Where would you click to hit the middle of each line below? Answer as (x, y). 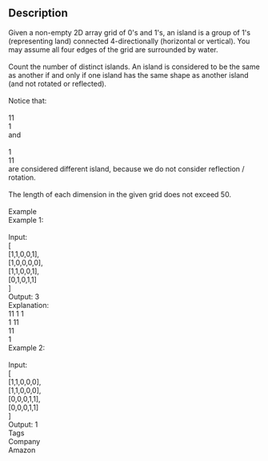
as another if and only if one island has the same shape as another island (129, 75)
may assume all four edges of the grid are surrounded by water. (113, 49)
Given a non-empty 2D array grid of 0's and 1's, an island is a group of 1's (129, 32)
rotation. (22, 177)
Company (24, 441)
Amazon (22, 450)
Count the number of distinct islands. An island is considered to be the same (134, 67)
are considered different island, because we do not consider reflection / (127, 168)
